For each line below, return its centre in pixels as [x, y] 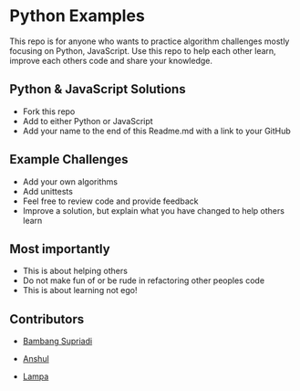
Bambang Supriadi [57, 341]
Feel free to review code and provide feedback [110, 201]
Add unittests [47, 191]
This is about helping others [75, 271]
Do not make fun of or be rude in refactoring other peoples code [144, 280]
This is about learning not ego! [80, 291]
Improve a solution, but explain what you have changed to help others [154, 210]
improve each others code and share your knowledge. [111, 60]
